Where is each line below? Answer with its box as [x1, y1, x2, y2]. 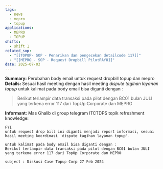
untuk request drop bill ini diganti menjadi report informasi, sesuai [5, 129, 154, 134]
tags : [5, 7, 16, 12]
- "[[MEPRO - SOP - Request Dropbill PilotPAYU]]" [9, 57, 115, 62]
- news [9, 12, 23, 17]
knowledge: [5, 115, 29, 121]
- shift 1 [9, 44, 29, 49]
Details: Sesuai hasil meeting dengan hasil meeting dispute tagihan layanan [5, 81, 159, 86]
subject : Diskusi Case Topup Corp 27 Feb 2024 [5, 159, 104, 165]
